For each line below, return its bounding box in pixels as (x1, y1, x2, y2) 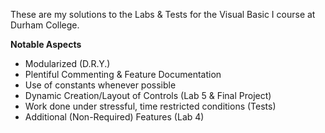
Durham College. (10, 19, 80, 31)
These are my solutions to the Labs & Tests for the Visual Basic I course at (10, 9, 316, 20)
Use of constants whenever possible (24, 79, 177, 91)
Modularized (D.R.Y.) (24, 58, 111, 69)
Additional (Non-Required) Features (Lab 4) (24, 111, 205, 123)
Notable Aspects (10, 39, 82, 50)
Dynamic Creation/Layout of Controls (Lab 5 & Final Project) (24, 90, 272, 101)
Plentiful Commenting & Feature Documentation (24, 69, 222, 80)
